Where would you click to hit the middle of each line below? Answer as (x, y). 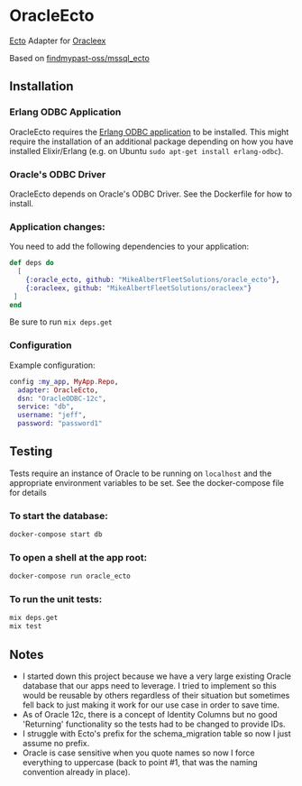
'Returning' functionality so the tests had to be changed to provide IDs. (154, 724)
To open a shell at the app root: (78, 557)
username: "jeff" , (52, 416)
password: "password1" (60, 424)
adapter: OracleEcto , (58, 390)
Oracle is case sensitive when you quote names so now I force (138, 753)
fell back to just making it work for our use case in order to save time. (151, 705)
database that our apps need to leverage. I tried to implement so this (149, 686)
